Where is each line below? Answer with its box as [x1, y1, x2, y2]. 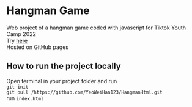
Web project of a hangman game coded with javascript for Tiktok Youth [6, 24, 186, 31]
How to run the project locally [6, 61, 121, 72]
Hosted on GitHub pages [6, 43, 69, 51]
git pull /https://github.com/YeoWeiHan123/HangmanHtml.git [6, 89, 163, 95]
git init [6, 84, 29, 90]
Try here [6, 37, 28, 44]
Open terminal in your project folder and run [6, 77, 117, 84]
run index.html [6, 94, 44, 101]
